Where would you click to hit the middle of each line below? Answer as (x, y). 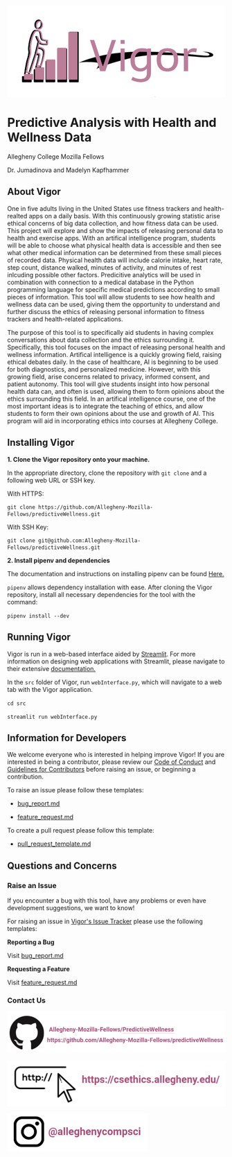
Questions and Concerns (62, 865)
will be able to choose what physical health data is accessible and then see (114, 245)
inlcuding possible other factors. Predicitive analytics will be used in (104, 275)
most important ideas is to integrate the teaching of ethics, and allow (105, 406)
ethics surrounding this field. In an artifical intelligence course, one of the (111, 399)
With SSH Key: (28, 527)
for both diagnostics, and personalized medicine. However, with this (104, 369)
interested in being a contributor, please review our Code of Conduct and (111, 762)
